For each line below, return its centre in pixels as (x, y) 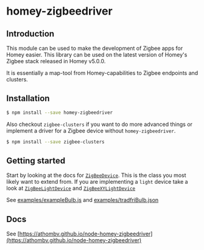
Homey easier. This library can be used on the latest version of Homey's (97, 55)
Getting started (36, 160)
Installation (28, 99)
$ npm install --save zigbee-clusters (55, 142)
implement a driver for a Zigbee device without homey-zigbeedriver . (91, 130)
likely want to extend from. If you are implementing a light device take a (97, 182)
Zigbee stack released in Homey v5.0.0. (56, 61)
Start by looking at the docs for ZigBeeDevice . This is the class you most (97, 175)
